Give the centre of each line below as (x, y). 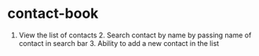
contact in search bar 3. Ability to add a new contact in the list (119, 43)
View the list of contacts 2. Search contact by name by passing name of (135, 35)
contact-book (53, 14)
